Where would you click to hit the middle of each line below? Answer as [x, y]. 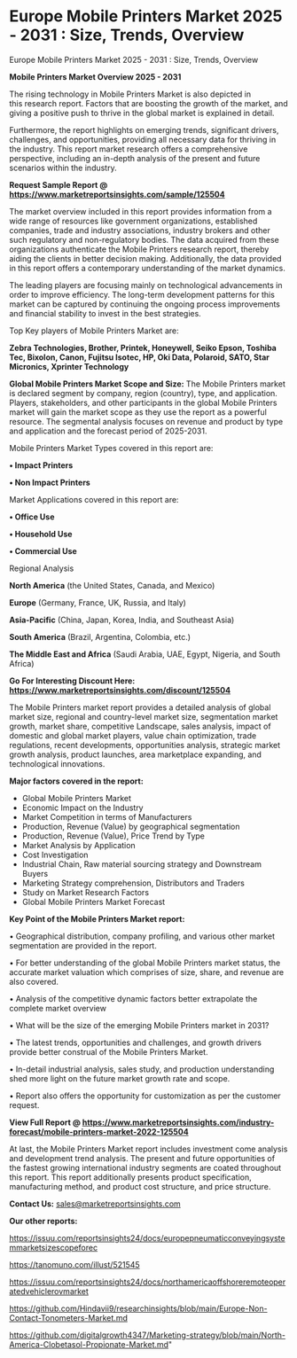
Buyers [35, 873]
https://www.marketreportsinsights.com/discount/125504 [120, 690]
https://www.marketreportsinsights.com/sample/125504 [117, 194]
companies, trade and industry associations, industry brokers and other [140, 230]
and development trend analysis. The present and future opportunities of [142, 1158]
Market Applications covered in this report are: [94, 499]
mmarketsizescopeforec [54, 1247]
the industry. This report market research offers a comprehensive [129, 149]
